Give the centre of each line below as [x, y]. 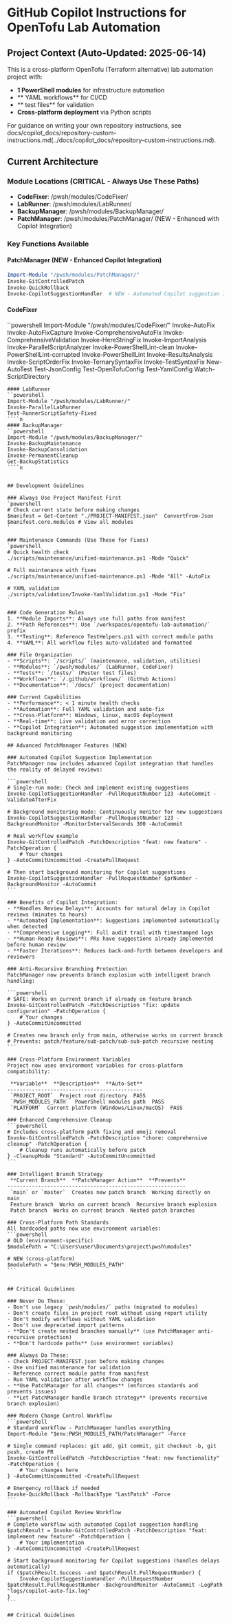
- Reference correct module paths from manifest [78, 1373]
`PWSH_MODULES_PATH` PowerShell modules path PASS [87, 1102]
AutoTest [20, 369]
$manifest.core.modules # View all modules [70, 522]
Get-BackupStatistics [38, 461]
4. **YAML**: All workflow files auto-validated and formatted [100, 643]
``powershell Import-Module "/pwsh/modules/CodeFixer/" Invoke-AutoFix [111, 325]
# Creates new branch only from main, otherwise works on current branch [115, 1035]
